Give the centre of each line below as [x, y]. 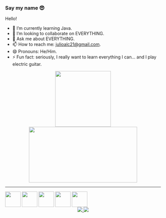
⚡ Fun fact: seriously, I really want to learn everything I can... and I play [84, 57]
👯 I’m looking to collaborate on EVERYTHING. [58, 34]
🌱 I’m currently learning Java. [42, 28]
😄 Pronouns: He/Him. [34, 52]
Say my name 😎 [25, 8]
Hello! [11, 19]
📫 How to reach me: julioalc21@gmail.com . [57, 45]
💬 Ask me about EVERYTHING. [43, 39]
